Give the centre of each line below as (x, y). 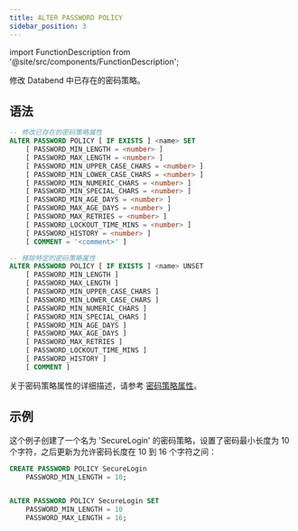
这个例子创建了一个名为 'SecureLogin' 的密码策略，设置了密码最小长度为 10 (149, 440)
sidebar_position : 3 (48, 26)
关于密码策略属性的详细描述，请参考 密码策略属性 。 (105, 386)
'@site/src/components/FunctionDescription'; (94, 61)
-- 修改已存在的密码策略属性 (56, 133)
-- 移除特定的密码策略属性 (53, 258)
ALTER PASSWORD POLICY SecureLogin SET (84, 501)
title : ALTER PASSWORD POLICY (66, 18)
